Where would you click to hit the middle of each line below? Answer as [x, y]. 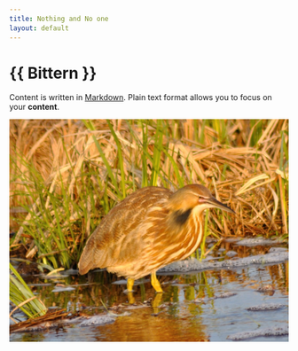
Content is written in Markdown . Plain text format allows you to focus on [141, 97]
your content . [35, 107]
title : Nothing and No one [59, 19]
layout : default [39, 28]
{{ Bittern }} [53, 73]
